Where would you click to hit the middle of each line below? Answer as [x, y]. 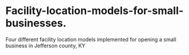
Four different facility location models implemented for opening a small [91, 39]
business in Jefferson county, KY [45, 46]
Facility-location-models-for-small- [95, 11]
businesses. [36, 23]
